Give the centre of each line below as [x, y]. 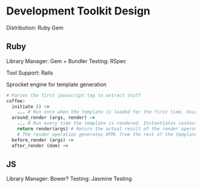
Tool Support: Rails [29, 73]
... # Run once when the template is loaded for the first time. [101, 112]
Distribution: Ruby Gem [35, 28]
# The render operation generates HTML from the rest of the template [107, 134]
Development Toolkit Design [78, 11]
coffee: [16, 101]
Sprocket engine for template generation [57, 84]
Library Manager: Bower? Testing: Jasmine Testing [69, 179]
